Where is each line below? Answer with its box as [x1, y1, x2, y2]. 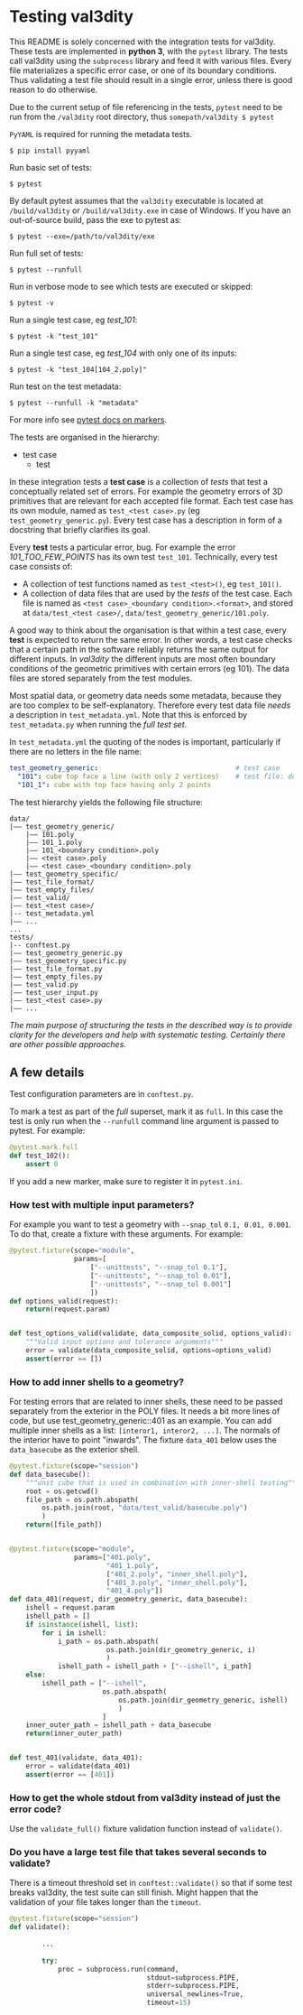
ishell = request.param [25, 1603, 115, 1612]
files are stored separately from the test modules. [9, 673, 193, 683]
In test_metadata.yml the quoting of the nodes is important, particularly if [9, 736, 281, 747]
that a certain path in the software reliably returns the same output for [9, 644, 269, 655]
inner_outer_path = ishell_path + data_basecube [25, 1721, 212, 1730]
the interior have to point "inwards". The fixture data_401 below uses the [9, 1435, 277, 1445]
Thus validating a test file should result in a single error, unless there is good [9, 74, 293, 85]
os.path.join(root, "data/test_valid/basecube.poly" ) [41, 1503, 248, 1513]
